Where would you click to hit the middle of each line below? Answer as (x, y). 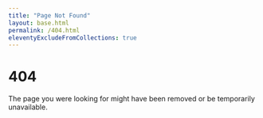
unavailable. (28, 107)
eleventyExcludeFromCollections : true (73, 38)
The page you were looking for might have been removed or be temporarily (131, 99)
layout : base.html (39, 23)
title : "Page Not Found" (49, 15)
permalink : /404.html (44, 30)
